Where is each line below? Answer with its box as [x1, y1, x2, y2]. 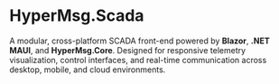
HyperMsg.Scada [9, 5, 144, 26]
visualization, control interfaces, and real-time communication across [9, 54, 267, 65]
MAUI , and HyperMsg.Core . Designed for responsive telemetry [9, 44, 246, 55]
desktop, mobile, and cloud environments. [9, 64, 166, 75]
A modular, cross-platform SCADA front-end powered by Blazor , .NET [9, 35, 270, 46]
